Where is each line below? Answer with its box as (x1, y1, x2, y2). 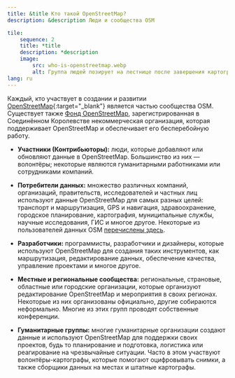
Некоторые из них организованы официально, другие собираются (17, 297, 217, 305)
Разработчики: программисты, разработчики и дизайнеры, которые (17, 239, 225, 247)
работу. (7, 131, 30, 140)
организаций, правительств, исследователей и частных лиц (17, 188, 198, 197)
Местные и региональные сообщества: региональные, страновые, (17, 274, 222, 283)
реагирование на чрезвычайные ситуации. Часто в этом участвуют (17, 348, 221, 356)
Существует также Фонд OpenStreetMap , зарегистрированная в (7, 109, 200, 118)
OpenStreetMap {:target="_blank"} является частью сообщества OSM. (7, 101, 214, 110)
